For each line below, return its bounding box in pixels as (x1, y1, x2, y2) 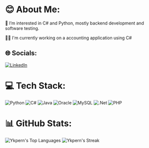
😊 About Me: (5, 4, 60, 15)
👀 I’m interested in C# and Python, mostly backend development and (5, 20, 144, 26)
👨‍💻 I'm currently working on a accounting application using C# (5, 35, 132, 41)
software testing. (5, 25, 39, 31)
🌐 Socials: (5, 49, 37, 57)
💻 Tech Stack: (5, 80, 66, 91)
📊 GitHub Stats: (5, 118, 72, 129)
